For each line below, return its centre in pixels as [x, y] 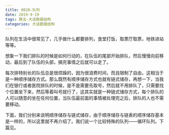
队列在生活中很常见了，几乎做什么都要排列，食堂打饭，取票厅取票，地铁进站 [84, 39]
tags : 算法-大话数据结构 [28, 19]
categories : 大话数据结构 [30, 24]
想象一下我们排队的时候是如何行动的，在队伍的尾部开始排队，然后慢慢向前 [82, 56]
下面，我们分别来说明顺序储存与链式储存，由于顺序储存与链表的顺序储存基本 [84, 115]
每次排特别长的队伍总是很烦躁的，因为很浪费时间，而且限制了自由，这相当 [82, 73]
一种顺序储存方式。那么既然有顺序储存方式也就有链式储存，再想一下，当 [84, 79]
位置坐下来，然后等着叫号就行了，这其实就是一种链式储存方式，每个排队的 [87, 92]
